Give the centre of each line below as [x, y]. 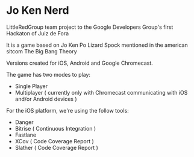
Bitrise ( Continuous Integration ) [55, 128]
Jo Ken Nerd [38, 10]
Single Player [31, 86]
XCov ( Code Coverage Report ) [55, 141]
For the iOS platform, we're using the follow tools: [68, 110]
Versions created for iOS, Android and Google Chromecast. [80, 63]
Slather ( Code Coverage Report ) [56, 147]
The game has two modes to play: [48, 74]
